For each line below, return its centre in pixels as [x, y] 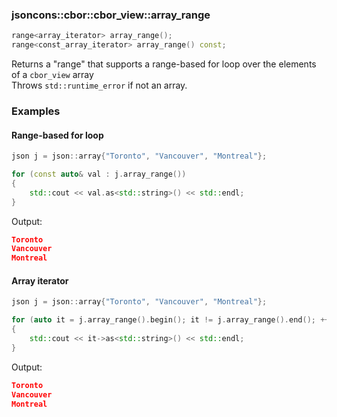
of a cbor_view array [52, 75]
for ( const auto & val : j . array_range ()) [99, 174]
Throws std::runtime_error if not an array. [99, 85]
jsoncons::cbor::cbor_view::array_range [111, 15]
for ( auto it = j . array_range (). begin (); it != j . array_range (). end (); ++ [170, 320]
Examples [36, 111]
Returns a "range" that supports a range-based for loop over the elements [164, 64]
